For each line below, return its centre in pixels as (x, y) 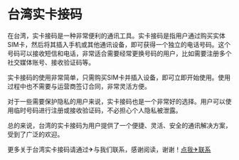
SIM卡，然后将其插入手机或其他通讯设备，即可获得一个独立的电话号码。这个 (119, 44)
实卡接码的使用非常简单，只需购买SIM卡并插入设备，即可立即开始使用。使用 (119, 77)
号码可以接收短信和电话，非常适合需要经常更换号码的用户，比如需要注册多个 (119, 53)
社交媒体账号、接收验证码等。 (51, 62)
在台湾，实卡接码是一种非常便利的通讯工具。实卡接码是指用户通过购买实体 (116, 36)
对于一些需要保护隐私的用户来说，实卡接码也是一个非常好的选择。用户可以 (116, 101)
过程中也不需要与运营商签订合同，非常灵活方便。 (79, 86)
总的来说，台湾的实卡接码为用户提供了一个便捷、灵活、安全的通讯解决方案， (119, 125)
